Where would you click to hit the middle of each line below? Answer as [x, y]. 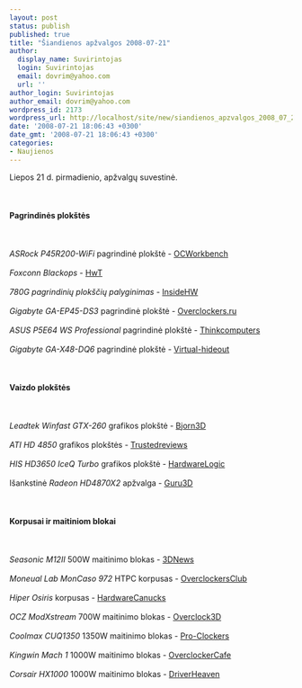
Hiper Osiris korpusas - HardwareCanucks [88, 597]
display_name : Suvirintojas [70, 59]
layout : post [34, 18]
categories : [31, 143]
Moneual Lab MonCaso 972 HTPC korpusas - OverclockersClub [128, 578]
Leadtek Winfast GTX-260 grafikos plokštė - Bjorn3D [108, 425]
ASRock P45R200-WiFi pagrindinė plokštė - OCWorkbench [119, 254]
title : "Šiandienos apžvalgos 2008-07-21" [90, 43]
